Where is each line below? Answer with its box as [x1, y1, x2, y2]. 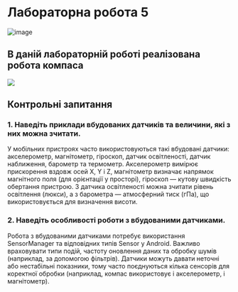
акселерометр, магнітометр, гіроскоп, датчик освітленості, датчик [7, 152, 211, 161]
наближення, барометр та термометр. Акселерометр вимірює [7, 160, 199, 168]
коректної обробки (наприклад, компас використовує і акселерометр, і [7, 269, 225, 278]
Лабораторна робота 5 [7, 4, 149, 21]
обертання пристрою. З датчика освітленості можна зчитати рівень [7, 183, 214, 191]
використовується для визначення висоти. [7, 198, 138, 206]
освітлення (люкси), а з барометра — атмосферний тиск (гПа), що [7, 190, 210, 199]
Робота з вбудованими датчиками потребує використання [7, 232, 185, 240]
